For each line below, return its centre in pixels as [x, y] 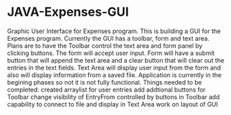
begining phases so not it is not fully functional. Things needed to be [104, 82]
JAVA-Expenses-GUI [68, 12]
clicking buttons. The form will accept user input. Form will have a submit [111, 53]
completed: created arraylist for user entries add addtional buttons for [107, 90]
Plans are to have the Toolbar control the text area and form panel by [105, 45]
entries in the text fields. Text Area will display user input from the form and [114, 67]
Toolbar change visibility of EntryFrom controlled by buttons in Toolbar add [113, 96]
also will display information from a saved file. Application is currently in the [114, 75]
